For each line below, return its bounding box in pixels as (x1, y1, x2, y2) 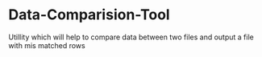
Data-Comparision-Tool (8, 6, 171, 24)
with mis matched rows (8, 40, 86, 50)
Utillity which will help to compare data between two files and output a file (8, 32, 254, 42)
